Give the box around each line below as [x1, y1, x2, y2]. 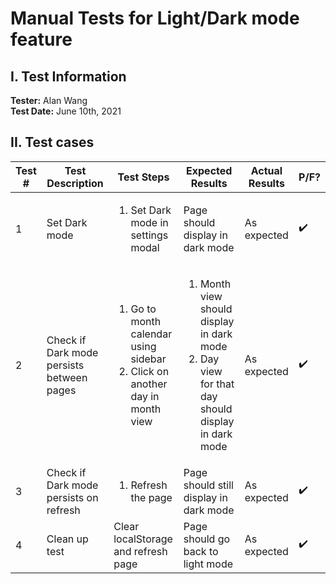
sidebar [130, 352, 167, 366]
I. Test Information [10, 68, 127, 85]
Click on [130, 364, 170, 378]
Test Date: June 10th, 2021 [10, 105, 122, 117]
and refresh [113, 544, 168, 558]
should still [183, 478, 234, 492]
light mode [183, 557, 234, 571]
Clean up [46, 532, 89, 546]
